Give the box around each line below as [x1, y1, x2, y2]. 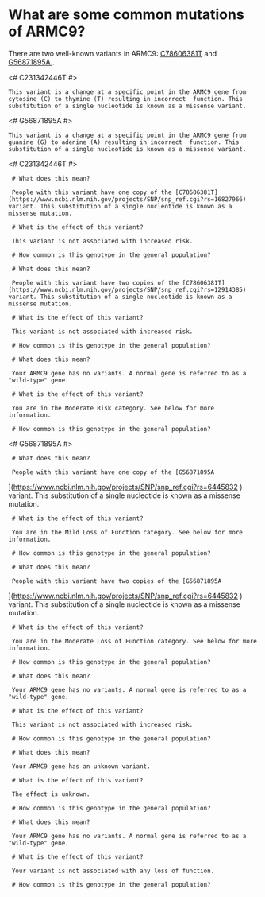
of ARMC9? [8, 22, 86, 41]
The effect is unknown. [11, 790, 90, 798]
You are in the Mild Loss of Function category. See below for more [11, 528, 244, 536]
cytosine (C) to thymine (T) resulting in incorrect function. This [8, 95, 244, 103]
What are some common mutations [8, 6, 244, 24]
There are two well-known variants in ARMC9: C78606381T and [8, 49, 217, 58]
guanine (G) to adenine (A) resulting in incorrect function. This [8, 138, 240, 146]
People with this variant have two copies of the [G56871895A [11, 577, 222, 585]
